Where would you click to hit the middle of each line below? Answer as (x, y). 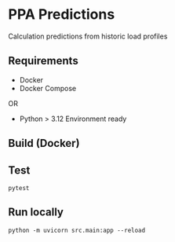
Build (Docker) (44, 143)
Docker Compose (48, 88)
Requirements (43, 61)
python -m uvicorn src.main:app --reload (77, 230)
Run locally (36, 213)
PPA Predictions (62, 15)
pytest (19, 188)
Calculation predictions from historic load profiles (88, 36)
